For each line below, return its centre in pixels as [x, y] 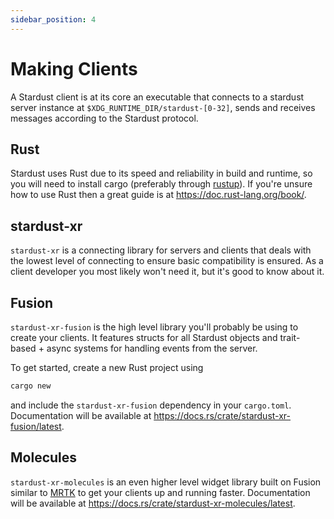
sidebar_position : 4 [53, 19]
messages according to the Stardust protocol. [104, 118]
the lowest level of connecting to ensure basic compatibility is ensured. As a [167, 261]
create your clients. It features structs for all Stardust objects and [144, 337]
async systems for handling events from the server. [152, 348]
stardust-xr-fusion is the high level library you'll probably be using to [154, 327]
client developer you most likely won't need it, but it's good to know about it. [167, 272]
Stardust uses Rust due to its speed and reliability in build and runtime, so [161, 173]
